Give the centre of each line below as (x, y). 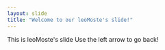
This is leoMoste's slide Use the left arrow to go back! (83, 39)
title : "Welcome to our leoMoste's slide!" (70, 20)
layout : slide (27, 13)
